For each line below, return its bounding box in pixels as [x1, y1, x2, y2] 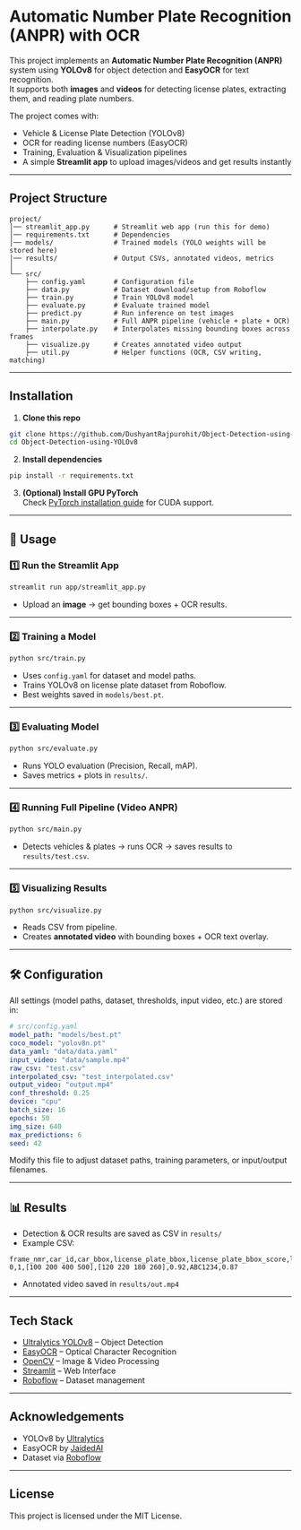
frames [9, 332, 34, 341]
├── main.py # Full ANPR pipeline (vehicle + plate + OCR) [25, 316, 291, 325]
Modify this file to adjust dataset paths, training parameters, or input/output [9, 1154, 288, 1166]
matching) [9, 356, 47, 365]
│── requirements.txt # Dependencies [9, 230, 170, 239]
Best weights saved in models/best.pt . [21, 688, 164, 700]
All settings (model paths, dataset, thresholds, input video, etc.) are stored [9, 995, 283, 1006]
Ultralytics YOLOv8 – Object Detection [21, 1337, 164, 1347]
